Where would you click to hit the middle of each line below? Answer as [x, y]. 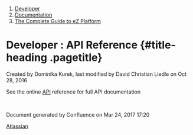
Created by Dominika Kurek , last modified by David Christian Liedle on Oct [97, 74]
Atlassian [17, 126]
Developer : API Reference [72, 45]
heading [27, 58]
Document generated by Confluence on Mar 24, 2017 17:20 [78, 114]
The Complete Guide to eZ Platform [58, 21]
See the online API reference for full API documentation [73, 92]
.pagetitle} [76, 58]
